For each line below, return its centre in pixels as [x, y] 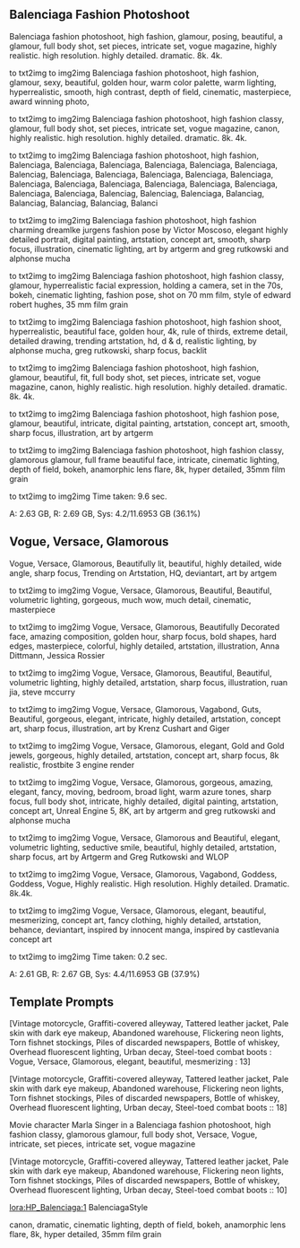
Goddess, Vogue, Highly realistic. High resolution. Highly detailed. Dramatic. [150, 884]
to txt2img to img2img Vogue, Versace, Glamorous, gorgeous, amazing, [141, 782]
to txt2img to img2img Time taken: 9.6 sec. [88, 496]
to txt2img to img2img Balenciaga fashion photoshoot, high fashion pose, [144, 414]
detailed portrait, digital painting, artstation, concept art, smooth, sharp [140, 239]
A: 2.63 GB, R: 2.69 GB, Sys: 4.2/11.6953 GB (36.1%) [105, 513]
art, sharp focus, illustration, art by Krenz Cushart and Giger [120, 728]
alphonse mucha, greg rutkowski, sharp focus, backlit [108, 350]
